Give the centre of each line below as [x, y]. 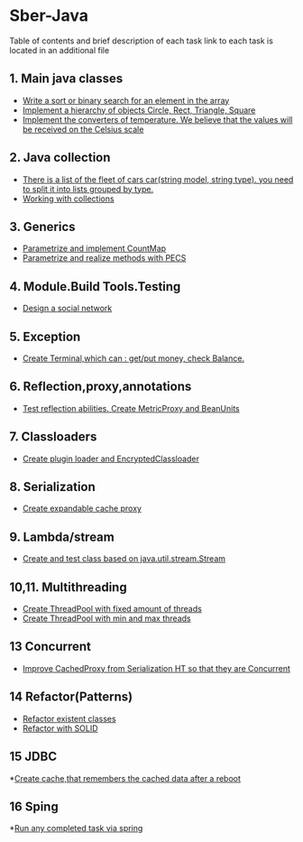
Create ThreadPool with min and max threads [106, 618]
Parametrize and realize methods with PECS [104, 258]
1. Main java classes [66, 79]
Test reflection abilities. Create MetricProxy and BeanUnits [131, 408]
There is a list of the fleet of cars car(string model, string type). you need [158, 179]
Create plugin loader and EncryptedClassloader [111, 458]
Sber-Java [49, 16]
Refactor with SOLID [60, 728]
